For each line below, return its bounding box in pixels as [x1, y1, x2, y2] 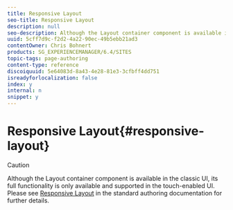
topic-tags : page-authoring [7, 55, 89, 62]
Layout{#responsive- [78, 124, 205, 139]
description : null [7, 23, 60, 30]
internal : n [7, 87, 42, 94]
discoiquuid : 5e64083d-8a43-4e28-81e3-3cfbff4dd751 [7, 68, 159, 75]
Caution [7, 160, 30, 169]
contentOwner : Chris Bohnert [7, 42, 92, 49]
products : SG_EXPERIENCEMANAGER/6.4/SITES [7, 49, 132, 56]
